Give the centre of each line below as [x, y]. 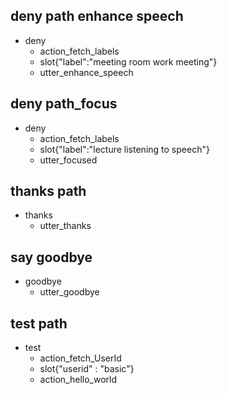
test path [39, 323]
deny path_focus [64, 104]
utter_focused [68, 160]
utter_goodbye [69, 292]
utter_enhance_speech [86, 72]
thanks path [48, 191]
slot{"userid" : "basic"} [87, 369]
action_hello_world [78, 380]
